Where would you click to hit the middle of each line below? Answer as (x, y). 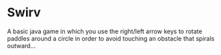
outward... (22, 45)
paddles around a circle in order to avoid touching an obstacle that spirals (111, 38)
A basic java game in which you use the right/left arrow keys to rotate (105, 31)
